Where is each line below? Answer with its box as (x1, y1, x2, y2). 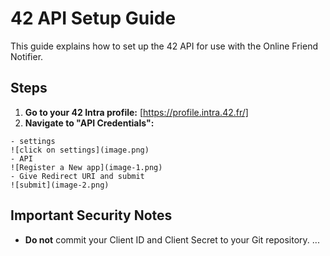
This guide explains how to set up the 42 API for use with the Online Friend (10, 40, 319, 52)
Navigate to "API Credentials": (24, 117, 155, 129)
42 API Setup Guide (10, 7, 177, 30)
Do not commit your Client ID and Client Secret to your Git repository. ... (24, 233, 320, 246)
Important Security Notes (10, 207, 173, 224)
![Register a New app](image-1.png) (10, 162, 163, 172)
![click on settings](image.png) (10, 145, 150, 155)
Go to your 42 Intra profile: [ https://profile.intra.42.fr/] (24, 106, 249, 118)
